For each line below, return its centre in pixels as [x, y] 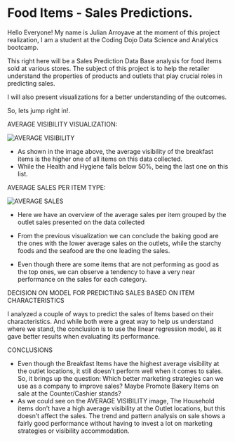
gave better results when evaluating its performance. [83, 336]
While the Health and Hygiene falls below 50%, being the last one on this [123, 166]
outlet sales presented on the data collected [81, 222]
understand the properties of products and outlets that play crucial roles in [115, 76]
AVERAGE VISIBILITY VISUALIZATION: [62, 124]
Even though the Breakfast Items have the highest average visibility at [118, 363]
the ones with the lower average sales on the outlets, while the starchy [119, 243]
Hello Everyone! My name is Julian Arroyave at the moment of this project [114, 32]
